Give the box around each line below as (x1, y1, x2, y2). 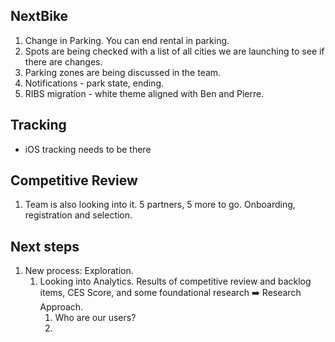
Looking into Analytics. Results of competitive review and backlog (39, 275, 312, 288)
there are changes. (24, 55, 103, 68)
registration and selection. (24, 209, 133, 221)
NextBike (10, 8, 69, 25)
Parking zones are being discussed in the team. (24, 66, 222, 78)
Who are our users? (54, 312, 137, 324)
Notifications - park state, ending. (24, 77, 165, 89)
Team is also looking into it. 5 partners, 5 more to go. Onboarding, (24, 199, 296, 211)
